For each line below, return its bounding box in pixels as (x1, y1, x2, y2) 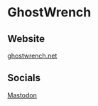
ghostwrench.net (7, 51, 58, 60)
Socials (7, 72, 41, 84)
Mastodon (7, 90, 37, 100)
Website (7, 33, 45, 45)
